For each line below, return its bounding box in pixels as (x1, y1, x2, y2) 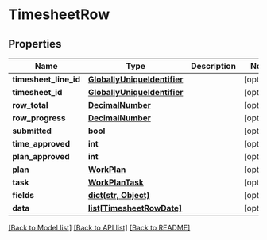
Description (190, 61, 237, 71)
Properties (8, 37, 62, 51)
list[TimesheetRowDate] (87, 203, 183, 213)
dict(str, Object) (87, 190, 150, 200)
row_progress (12, 112, 66, 124)
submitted (12, 125, 52, 136)
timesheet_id (12, 87, 63, 97)
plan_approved (12, 151, 70, 162)
